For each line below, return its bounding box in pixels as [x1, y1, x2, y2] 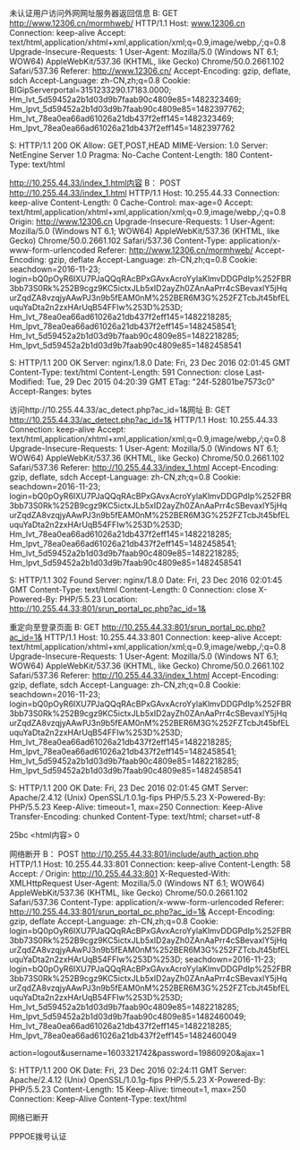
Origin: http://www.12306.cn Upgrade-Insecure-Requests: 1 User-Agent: [9, 216, 276, 227]
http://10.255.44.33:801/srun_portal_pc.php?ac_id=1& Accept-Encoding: [9, 906, 276, 917]
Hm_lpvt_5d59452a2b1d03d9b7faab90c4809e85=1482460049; [9, 1011, 246, 1022]
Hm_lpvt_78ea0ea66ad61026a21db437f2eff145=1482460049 [9, 1030, 237, 1041]
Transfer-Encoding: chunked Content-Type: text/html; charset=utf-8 [9, 811, 261, 822]
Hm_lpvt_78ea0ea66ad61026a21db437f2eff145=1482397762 [9, 123, 236, 133]
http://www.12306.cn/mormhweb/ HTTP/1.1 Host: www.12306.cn [9, 18, 245, 29]
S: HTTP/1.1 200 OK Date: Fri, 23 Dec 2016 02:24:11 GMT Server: [9, 1065, 247, 1076]
